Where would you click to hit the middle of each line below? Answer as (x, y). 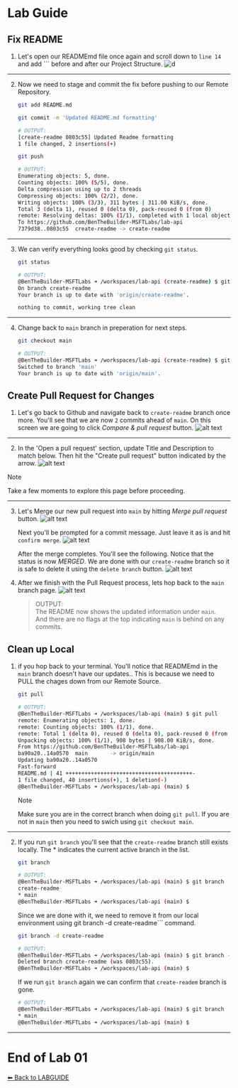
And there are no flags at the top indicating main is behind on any (130, 619)
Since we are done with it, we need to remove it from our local (108, 915)
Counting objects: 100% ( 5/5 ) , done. (73, 183)
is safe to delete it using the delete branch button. (91, 569)
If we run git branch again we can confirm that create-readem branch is (122, 982)
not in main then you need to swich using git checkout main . (106, 822)
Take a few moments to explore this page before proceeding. (96, 491)
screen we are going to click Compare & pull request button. (106, 428)
